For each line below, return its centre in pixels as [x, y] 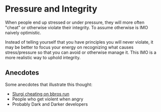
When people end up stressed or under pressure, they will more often [75, 22]
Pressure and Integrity [51, 9]
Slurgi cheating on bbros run [41, 94]
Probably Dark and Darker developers [50, 104]
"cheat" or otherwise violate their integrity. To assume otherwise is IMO [77, 27]
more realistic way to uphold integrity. [43, 57]
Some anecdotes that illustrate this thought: [49, 84]
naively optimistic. [23, 32]
